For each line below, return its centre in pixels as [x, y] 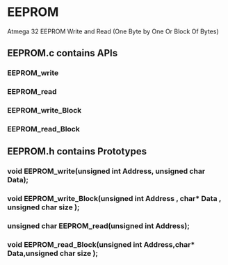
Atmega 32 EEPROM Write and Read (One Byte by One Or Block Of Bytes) [113, 31]
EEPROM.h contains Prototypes [77, 151]
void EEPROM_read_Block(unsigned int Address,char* [101, 245]
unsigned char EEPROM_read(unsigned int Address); [98, 226]
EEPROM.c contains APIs [63, 53]
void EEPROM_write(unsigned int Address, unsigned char [106, 171]
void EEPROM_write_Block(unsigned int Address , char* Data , [114, 199]
